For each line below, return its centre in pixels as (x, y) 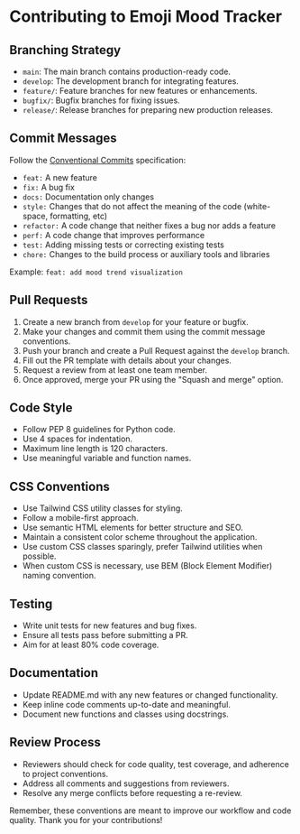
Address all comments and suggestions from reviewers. (126, 783)
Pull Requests (49, 300)
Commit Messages (63, 139)
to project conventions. (65, 774)
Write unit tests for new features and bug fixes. (109, 625)
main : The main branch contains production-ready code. (127, 71)
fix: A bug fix (48, 187)
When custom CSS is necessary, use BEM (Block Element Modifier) (147, 566)
